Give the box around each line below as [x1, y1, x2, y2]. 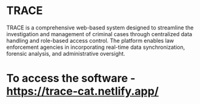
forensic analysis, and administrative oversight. [6, 50, 126, 57]
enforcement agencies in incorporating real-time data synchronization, [6, 43, 185, 51]
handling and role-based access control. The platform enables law [6, 37, 174, 44]
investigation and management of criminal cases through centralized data [6, 30, 193, 37]
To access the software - [6, 72, 136, 86]
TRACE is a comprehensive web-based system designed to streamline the [6, 24, 194, 31]
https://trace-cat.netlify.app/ [6, 84, 159, 98]
